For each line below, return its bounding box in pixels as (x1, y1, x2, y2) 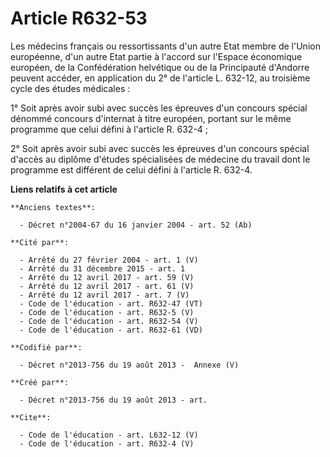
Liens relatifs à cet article (10, 183, 118, 195)
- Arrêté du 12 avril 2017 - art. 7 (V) (19, 290, 190, 300)
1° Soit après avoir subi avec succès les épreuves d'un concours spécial (10, 102, 308, 114)
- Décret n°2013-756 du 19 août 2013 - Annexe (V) (19, 360, 240, 370)
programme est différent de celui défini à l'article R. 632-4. (10, 163, 253, 176)
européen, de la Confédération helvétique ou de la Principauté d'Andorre (10, 61, 310, 73)
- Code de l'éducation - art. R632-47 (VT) (19, 298, 203, 309)
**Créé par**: (10, 377, 70, 387)
